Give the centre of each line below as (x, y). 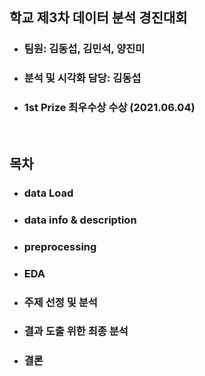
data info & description (80, 220)
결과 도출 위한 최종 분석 (76, 331)
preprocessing (60, 246)
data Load (48, 193)
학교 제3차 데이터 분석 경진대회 (98, 18)
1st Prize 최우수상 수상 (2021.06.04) (109, 108)
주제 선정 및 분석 (60, 302)
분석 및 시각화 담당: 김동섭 (82, 78)
